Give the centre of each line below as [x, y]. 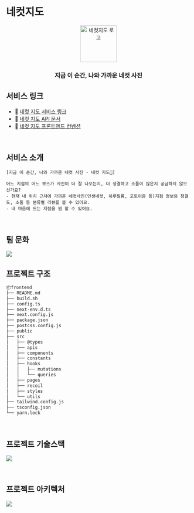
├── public [19, 331]
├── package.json [27, 320]
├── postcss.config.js [34, 326]
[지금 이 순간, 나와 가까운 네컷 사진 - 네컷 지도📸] [61, 173]
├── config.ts [23, 304]
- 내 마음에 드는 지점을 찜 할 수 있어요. [49, 209]
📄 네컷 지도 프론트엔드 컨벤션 [47, 126]
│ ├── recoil [25, 385]
